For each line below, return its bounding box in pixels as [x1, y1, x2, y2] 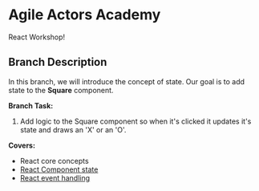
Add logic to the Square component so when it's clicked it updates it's [19, 116, 252, 126]
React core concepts [19, 156, 90, 165]
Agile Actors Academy [8, 6, 161, 24]
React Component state [19, 165, 99, 174]
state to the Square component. [8, 85, 114, 95]
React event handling [19, 173, 91, 182]
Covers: [8, 140, 36, 150]
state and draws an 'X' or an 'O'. [19, 124, 127, 134]
